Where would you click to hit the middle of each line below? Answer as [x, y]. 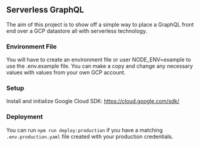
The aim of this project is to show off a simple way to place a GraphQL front [100, 24]
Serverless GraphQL [45, 10]
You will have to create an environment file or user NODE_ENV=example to [99, 60]
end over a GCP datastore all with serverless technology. [77, 31]
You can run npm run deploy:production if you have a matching [85, 130]
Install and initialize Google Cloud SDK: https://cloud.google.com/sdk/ [93, 101]
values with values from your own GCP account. [66, 72]
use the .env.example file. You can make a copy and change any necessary [100, 66]
